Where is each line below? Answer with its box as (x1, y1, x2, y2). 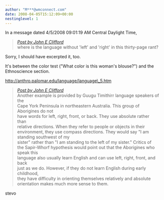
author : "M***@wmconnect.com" (5, 7, 67, 12)
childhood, (17, 171, 39, 177)
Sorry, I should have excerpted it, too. (5, 54, 81, 60)
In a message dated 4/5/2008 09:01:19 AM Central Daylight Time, (5, 30, 137, 36)
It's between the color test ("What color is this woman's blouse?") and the (5, 63, 154, 69)
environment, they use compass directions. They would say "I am (17, 129, 149, 135)
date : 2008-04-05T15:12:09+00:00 (5, 12, 73, 17)
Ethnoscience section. (5, 68, 50, 74)
